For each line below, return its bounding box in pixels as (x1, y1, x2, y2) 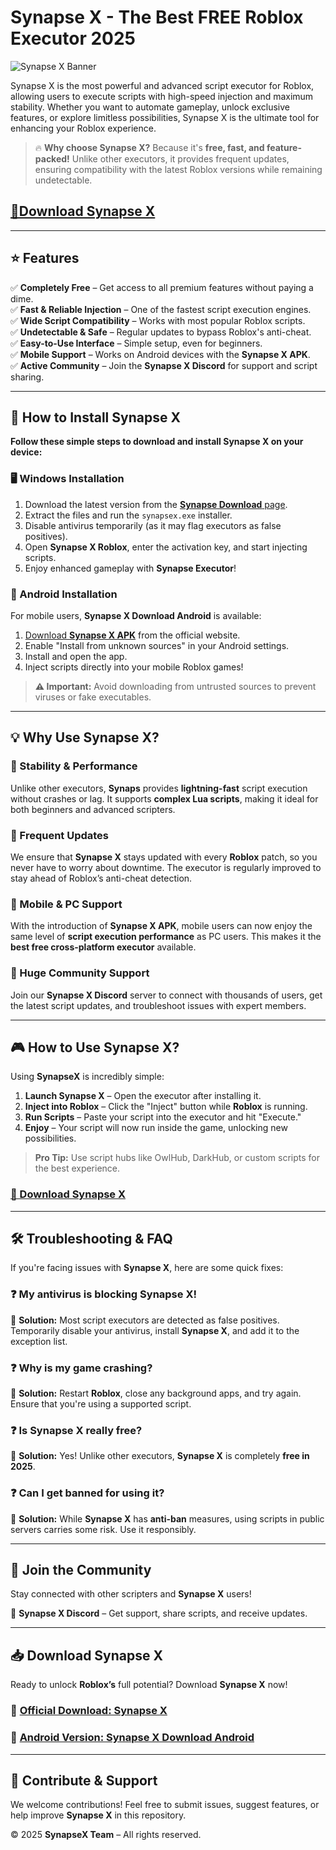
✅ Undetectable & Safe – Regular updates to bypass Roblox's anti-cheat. (10, 326, 312, 338)
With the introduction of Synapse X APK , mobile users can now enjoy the (10, 920, 313, 932)
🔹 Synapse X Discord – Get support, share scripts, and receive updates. (10, 1607, 308, 1620)
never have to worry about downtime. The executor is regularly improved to (10, 861, 322, 873)
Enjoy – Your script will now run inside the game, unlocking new (24, 1122, 288, 1134)
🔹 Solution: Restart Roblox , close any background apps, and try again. (10, 1387, 302, 1400)
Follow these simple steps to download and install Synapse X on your (10, 436, 304, 448)
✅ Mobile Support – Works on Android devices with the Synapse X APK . (10, 348, 311, 360)
